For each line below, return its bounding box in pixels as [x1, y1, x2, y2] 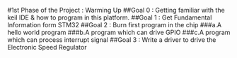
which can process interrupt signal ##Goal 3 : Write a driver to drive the [7, 36, 216, 44]
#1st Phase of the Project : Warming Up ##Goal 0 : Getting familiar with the [7, 6, 225, 14]
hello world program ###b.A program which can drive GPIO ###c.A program [7, 28, 231, 36]
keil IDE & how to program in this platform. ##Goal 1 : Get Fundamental [7, 13, 212, 22]
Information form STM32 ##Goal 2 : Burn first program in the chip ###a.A [7, 21, 222, 29]
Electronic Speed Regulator [7, 43, 87, 51]
